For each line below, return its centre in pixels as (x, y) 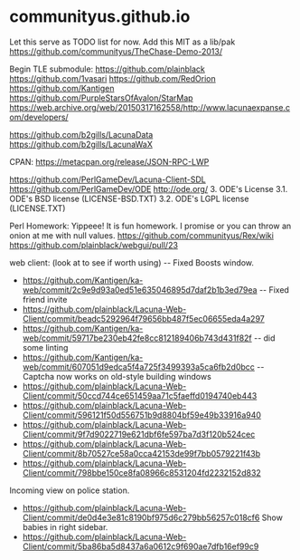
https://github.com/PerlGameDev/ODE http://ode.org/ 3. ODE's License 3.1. (149, 188)
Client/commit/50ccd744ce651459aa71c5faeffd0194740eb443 (140, 395)
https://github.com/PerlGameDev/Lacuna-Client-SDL (108, 179)
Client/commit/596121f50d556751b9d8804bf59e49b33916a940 (142, 415)
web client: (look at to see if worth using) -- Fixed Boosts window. (132, 262)
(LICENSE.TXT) (37, 208)
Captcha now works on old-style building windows (117, 376)
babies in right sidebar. (65, 526)
